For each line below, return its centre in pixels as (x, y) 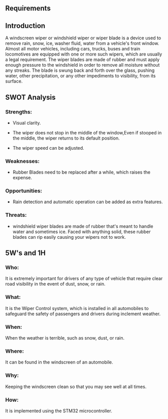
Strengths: (19, 111)
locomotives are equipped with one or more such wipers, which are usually (84, 54)
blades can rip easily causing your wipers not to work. (69, 237)
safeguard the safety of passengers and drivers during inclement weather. (83, 314)
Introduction (25, 26)
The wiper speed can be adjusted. (48, 148)
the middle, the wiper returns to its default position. (66, 138)
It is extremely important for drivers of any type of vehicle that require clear (84, 278)
